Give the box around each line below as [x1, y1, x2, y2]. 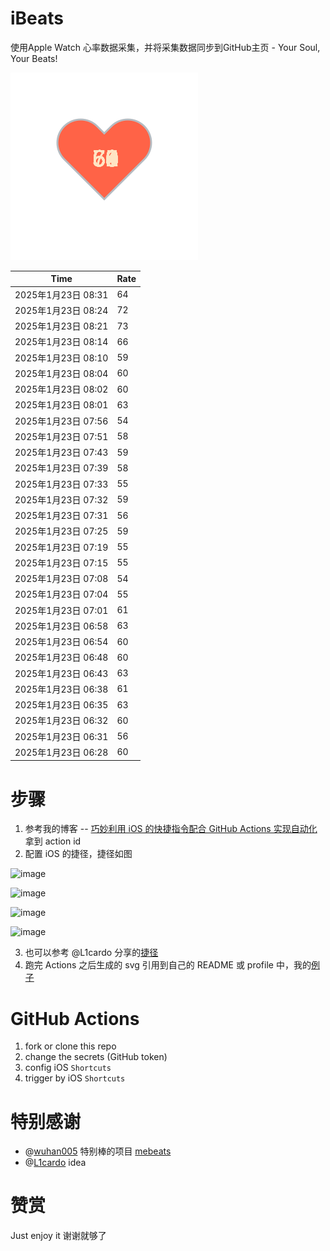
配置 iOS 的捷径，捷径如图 [24, 848, 133, 860]
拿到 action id [24, 835, 82, 847]
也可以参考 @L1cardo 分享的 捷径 [24, 947, 159, 959]
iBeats [10, 7, 65, 30]
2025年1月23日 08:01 [14, 399, 109, 411]
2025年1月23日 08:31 [14, 288, 109, 301]
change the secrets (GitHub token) [24, 1051, 168, 1063]
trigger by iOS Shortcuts [24, 1072, 126, 1084]
